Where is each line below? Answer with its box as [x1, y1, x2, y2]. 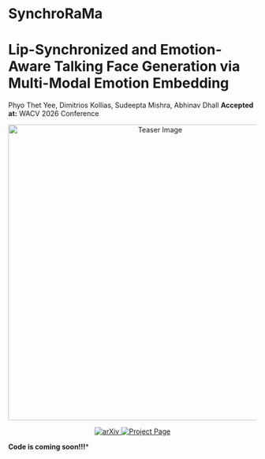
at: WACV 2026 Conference [8, 109, 99, 118]
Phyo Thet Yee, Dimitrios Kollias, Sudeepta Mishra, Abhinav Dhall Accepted [8, 100, 254, 110]
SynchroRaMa [8, 5, 103, 23]
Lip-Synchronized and [8, 41, 158, 59]
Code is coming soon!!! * [8, 442, 89, 452]
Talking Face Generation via [54, 58, 241, 76]
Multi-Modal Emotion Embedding [8, 74, 230, 92]
